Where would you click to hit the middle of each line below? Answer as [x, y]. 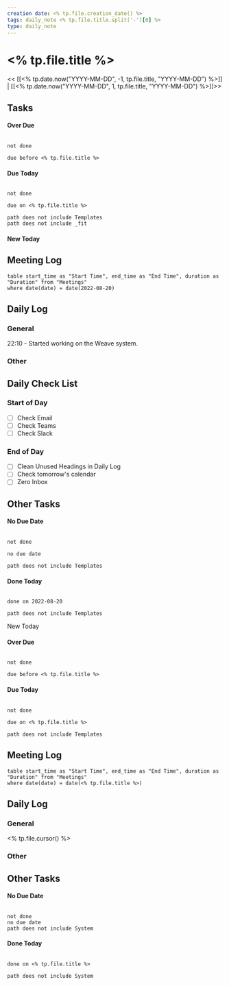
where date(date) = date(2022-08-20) [61, 288]
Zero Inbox [32, 482]
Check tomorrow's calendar [56, 474]
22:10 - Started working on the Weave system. [73, 344]
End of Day [26, 451]
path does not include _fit [47, 224]
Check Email [35, 418]
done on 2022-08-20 [35, 602]
